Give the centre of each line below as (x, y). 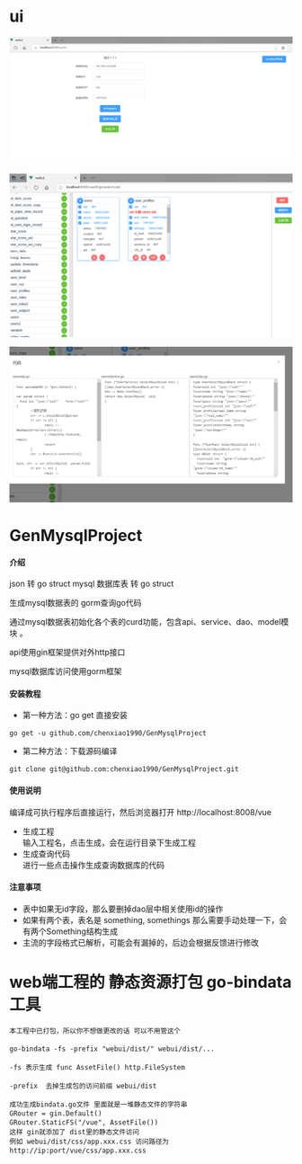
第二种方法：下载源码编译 (70, 751)
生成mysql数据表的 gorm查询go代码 (75, 603)
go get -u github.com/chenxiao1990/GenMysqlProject (108, 733)
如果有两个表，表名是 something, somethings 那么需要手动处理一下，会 (155, 920)
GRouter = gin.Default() (56, 1113)
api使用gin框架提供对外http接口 (67, 653)
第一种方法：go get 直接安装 (75, 715)
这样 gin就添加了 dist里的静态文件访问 (74, 1132)
